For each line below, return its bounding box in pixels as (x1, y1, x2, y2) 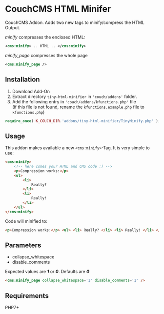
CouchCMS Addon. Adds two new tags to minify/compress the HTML (5, 20, 145, 25)
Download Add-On (12, 88, 50, 94)
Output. (5, 24, 20, 30)
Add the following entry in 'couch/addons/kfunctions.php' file (12, 98, 136, 104)
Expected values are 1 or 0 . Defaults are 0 (5, 269, 89, 275)
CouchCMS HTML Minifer (5, 3, 111, 15)
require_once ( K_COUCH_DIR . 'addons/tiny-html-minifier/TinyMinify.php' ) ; (5, 118, 161, 123)
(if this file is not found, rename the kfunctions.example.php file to (12, 104, 145, 110)
